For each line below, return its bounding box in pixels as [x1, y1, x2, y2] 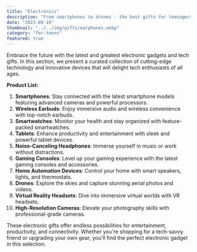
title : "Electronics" [6, 8, 60, 15]
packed [15, 124, 34, 131]
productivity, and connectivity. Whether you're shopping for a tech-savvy [6, 228, 184, 235]
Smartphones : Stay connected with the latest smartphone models [15, 93, 175, 100]
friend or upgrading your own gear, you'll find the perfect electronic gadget [6, 235, 188, 241]
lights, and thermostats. [15, 173, 72, 180]
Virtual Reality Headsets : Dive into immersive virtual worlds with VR [15, 192, 180, 199]
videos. [15, 186, 33, 192]
